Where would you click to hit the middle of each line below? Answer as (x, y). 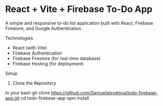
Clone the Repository (34, 83)
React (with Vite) (30, 47)
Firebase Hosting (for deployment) (48, 63)
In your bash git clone (28, 92)
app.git (13, 98)
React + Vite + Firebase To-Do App (79, 9)
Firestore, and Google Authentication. (44, 28)
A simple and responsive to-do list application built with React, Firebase (79, 23)
